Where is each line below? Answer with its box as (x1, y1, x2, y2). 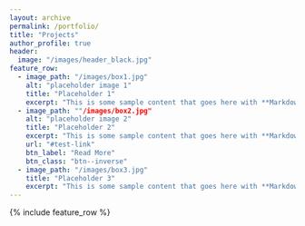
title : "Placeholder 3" (25, 173, 116, 182)
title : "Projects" (9, 30, 79, 39)
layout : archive (9, 13, 71, 23)
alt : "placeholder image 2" (25, 114, 132, 123)
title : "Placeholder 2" (25, 123, 116, 133)
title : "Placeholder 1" (25, 89, 116, 98)
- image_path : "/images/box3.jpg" (17, 165, 148, 174)
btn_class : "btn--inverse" (25, 156, 128, 166)
